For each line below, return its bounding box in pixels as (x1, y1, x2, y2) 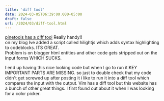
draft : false (5, 16, 32, 21)
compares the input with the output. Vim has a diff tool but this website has (5, 80, 157, 86)
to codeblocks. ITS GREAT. (5, 45, 59, 50)
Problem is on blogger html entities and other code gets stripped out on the (5, 50, 158, 56)
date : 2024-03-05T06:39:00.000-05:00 (5, 12, 82, 17)
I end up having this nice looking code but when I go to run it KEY (5, 65, 137, 71)
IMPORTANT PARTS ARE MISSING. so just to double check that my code (5, 70, 152, 76)
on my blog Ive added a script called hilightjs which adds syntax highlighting (5, 40, 160, 46)
